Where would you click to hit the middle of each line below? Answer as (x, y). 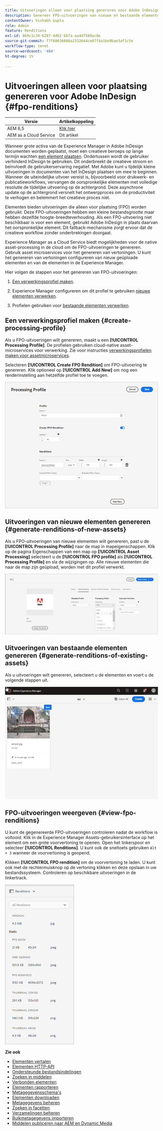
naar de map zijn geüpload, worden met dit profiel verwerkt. (65, 567)
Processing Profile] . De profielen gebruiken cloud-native (62, 345)
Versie (31, 121)
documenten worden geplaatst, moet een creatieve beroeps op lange (74, 151)
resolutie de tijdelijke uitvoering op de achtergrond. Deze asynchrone (74, 187)
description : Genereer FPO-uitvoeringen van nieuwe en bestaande (72, 15)
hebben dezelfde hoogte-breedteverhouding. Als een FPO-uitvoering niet (78, 217)
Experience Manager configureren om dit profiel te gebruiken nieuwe (81, 291)
